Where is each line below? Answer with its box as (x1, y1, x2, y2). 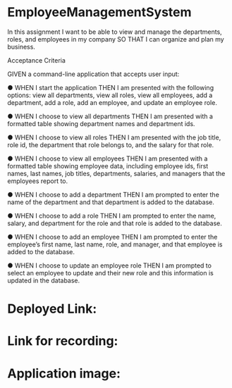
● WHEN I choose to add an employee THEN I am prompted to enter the (7, 232, 218, 241)
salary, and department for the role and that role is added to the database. (7, 219, 222, 227)
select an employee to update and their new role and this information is (7, 268, 214, 277)
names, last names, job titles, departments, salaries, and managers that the (7, 169, 226, 177)
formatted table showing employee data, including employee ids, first (7, 161, 209, 170)
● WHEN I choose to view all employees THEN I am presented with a (7, 154, 208, 163)
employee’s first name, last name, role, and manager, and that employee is (7, 240, 223, 249)
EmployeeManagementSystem (7, 4, 192, 20)
